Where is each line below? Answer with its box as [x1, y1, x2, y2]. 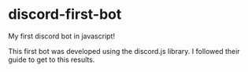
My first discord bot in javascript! [8, 31, 116, 41]
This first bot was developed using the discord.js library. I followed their [8, 46, 240, 56]
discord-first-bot [8, 5, 122, 23]
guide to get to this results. [8, 55, 95, 64]
